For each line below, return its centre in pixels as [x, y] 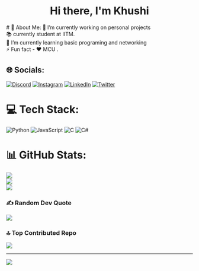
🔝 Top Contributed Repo [41, 232]
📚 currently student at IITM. [41, 34]
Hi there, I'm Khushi [99, 11]
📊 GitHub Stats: [46, 155]
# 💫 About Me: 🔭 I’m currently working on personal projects [78, 27]
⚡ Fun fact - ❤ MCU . [32, 49]
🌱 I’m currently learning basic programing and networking [76, 42]
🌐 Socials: [25, 70]
